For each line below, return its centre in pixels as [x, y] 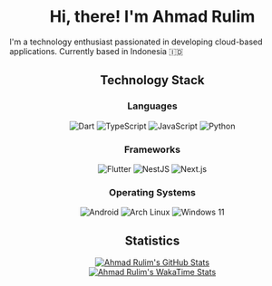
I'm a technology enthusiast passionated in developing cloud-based [136, 42]
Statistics [152, 240]
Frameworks [152, 149]
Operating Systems [152, 192]
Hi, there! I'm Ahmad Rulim [152, 17]
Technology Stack [152, 80]
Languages [152, 106]
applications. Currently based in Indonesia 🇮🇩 [97, 51]
